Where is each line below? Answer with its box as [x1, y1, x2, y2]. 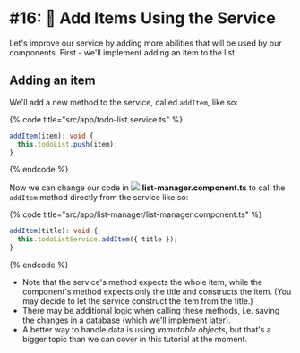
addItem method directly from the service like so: [9, 192, 189, 203]
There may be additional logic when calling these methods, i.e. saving [21, 306, 280, 315]
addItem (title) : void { [9, 227, 99, 236]
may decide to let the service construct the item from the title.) [21, 296, 253, 307]
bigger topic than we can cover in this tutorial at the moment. [21, 334, 248, 344]
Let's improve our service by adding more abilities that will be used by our [9, 38, 282, 48]
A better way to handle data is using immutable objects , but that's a [21, 324, 271, 334]
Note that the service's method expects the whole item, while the [21, 277, 262, 287]
